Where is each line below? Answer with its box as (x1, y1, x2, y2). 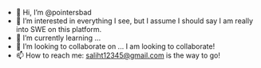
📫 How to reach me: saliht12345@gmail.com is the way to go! (15, 50, 221, 60)
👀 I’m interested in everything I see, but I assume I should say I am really (15, 16, 254, 26)
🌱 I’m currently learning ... (15, 33, 101, 42)
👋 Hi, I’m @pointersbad (15, 8, 92, 17)
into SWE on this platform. (15, 25, 102, 34)
